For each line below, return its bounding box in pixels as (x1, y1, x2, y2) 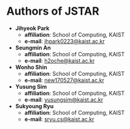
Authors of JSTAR (6, 4, 99, 18)
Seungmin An (15, 44, 51, 51)
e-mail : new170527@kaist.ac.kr (24, 76, 104, 84)
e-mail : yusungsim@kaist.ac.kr (24, 96, 103, 103)
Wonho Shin (15, 63, 47, 71)
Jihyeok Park (15, 24, 50, 32)
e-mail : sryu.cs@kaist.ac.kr (24, 115, 94, 123)
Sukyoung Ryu (15, 102, 54, 109)
